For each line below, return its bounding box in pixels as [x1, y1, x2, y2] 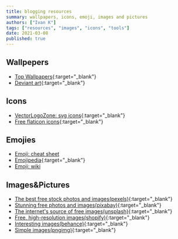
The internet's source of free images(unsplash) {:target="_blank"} [14, 208, 173, 215]
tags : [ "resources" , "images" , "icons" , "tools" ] [6, 25, 130, 31]
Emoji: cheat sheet [14, 151, 60, 158]
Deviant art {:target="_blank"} [14, 79, 85, 86]
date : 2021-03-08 [6, 30, 49, 36]
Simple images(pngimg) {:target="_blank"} [14, 227, 116, 234]
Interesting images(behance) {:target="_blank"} [14, 220, 128, 227]
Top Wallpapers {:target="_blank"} [14, 73, 97, 80]
